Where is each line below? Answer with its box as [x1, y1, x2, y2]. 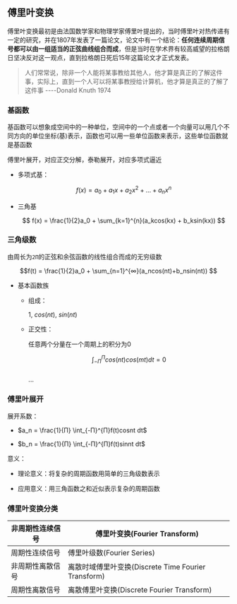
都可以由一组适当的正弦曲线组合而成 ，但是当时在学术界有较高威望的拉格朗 [13, 45, 230, 53]
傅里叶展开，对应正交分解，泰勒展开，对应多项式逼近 [7, 155, 162, 164]
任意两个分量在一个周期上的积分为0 [28, 340, 132, 348]
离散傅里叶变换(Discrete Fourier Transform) [68, 585, 212, 595]
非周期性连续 [11, 523, 54, 533]
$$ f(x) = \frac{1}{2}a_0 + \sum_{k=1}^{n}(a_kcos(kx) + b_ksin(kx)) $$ [22, 216, 226, 225]
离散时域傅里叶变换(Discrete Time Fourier [68, 562, 206, 572]
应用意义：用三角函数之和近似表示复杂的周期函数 [17, 484, 160, 492]
